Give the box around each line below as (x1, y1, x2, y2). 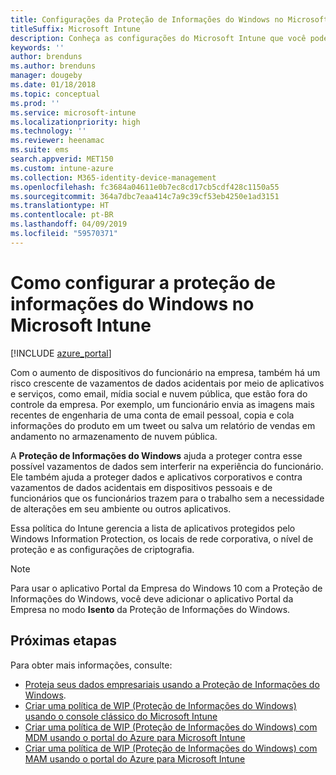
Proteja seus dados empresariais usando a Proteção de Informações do (24, 678, 320, 690)
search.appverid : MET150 (10, 154, 114, 164)
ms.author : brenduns (10, 61, 97, 71)
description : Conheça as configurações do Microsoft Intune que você (10, 33, 307, 43)
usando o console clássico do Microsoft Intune (24, 710, 218, 722)
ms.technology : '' (10, 126, 87, 136)
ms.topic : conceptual (10, 89, 101, 99)
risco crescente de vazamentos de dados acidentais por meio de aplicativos (10, 377, 325, 389)
